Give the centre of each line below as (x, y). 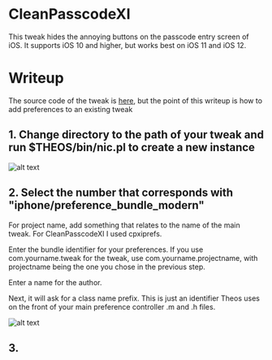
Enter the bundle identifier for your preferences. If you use (106, 249)
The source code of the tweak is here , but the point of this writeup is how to (135, 100)
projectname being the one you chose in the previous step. (107, 267)
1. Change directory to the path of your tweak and (136, 135)
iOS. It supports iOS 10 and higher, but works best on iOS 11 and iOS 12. (127, 45)
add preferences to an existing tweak (71, 109)
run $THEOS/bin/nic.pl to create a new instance (132, 147)
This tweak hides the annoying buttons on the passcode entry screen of (129, 37)
